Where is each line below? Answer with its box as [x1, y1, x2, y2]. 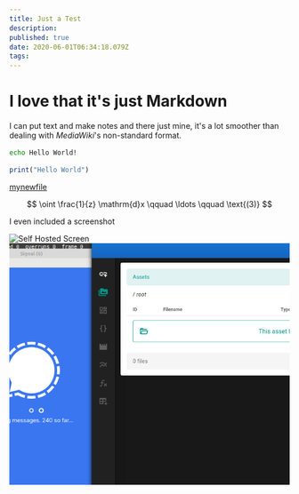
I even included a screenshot [9, 216, 116, 227]
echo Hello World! [9, 148, 77, 157]
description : [9, 23, 58, 33]
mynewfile [9, 181, 47, 192]
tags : [9, 52, 29, 61]
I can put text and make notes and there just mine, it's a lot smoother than [9, 121, 279, 131]
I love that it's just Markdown [9, 92, 228, 111]
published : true [9, 33, 69, 42]
